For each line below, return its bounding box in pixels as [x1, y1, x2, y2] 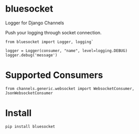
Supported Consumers [5, 69, 103, 81]
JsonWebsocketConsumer [5, 91, 53, 96]
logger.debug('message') [5, 53, 58, 58]
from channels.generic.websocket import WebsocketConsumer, [5, 86, 135, 91]
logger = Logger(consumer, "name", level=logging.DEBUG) [5, 48, 128, 53]
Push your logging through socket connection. [5, 29, 102, 35]
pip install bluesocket [5, 124, 56, 129]
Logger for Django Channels [5, 20, 64, 26]
